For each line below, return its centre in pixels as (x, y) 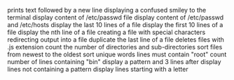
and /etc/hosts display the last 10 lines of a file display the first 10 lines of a (115, 25)
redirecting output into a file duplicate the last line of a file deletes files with (116, 40)
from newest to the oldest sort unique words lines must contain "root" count (117, 54)
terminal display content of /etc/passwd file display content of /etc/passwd (116, 17)
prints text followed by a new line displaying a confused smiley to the (107, 10)
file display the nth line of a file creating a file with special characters (106, 32)
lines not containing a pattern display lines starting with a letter (98, 69)
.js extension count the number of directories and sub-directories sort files (115, 47)
